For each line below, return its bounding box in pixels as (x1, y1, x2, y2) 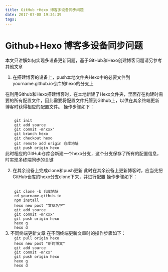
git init (14, 118, 33, 123)
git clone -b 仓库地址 (14, 189, 59, 194)
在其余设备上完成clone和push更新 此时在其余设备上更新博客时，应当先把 (12, 168, 163, 174)
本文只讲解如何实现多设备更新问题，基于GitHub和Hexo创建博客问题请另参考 (5, 57, 162, 63)
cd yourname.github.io (14, 194, 62, 199)
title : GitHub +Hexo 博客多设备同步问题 (5, 7, 84, 13)
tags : (5, 17, 17, 22)
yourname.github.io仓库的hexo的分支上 (12, 81, 94, 87)
